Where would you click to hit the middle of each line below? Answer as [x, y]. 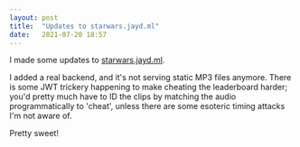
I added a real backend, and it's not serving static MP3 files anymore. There [150, 78]
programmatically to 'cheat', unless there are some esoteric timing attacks [147, 106]
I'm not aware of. [41, 116]
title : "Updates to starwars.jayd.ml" [84, 26]
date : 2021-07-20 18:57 [58, 34]
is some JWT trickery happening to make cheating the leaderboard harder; [148, 87]
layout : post [34, 18]
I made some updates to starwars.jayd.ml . [87, 60]
